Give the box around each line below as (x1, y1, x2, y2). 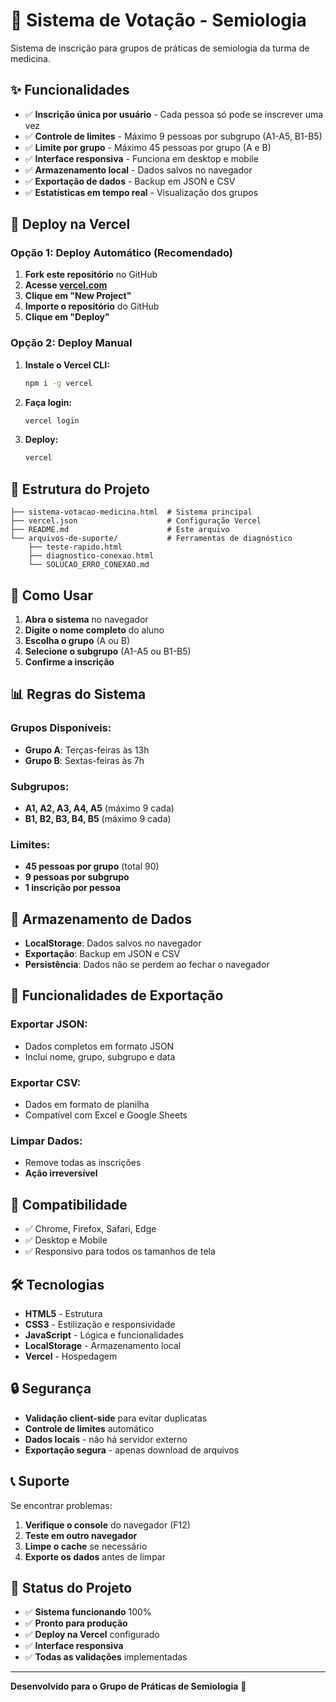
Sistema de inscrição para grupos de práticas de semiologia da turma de (10, 42, 310, 54)
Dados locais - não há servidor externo (24, 1433, 188, 1445)
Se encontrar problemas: (10, 1499, 113, 1511)
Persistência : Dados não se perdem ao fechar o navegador (24, 959, 270, 971)
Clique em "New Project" (24, 290, 132, 302)
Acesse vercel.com (24, 279, 108, 291)
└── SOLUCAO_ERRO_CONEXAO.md (28, 560, 150, 570)
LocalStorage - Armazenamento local (24, 1339, 182, 1351)
